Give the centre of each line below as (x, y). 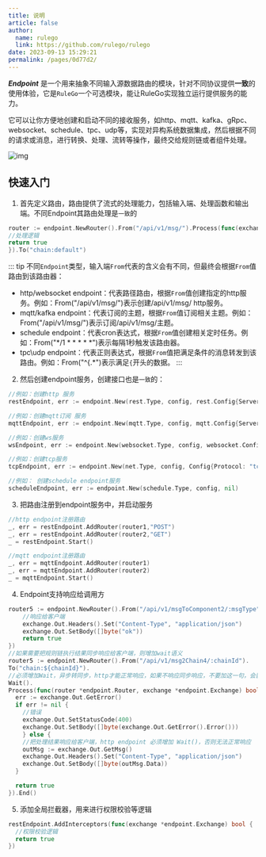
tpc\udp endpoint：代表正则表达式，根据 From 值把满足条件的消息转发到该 (138, 353)
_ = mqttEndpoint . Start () (51, 578)
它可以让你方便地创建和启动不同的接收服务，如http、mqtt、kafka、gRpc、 (130, 120)
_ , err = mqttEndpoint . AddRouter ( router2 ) (79, 571)
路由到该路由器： (36, 276)
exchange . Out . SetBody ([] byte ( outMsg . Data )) (95, 764)
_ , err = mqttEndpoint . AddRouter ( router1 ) (79, 564)
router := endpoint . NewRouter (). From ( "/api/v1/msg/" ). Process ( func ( (123, 228)
